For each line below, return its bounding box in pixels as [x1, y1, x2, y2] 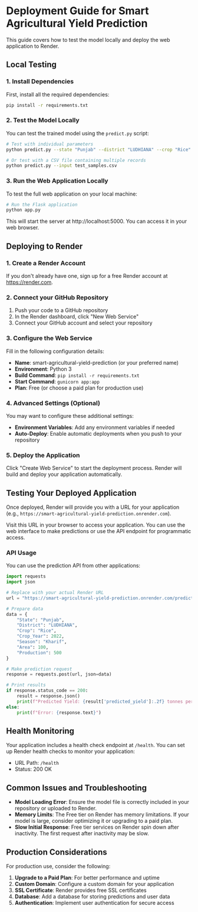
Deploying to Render [6, 241, 83, 251]
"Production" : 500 [16, 650, 62, 655]
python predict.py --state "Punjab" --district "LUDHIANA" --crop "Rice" [6, 147, 192, 152]
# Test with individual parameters [6, 141, 94, 147]
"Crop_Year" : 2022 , [16, 634, 65, 640]
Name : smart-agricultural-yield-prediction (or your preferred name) [14, 359, 179, 366]
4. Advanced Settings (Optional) [6, 399, 100, 407]
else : [6, 704, 19, 710]
